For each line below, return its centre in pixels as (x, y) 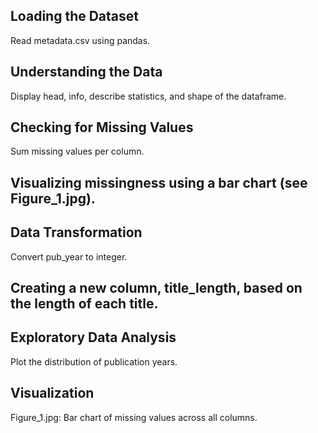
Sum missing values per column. (77, 151)
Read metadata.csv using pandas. (80, 40)
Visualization (52, 393)
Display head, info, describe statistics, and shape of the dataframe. (148, 96)
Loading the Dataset (74, 16)
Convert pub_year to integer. (69, 256)
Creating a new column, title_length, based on (156, 288)
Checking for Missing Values (102, 127)
